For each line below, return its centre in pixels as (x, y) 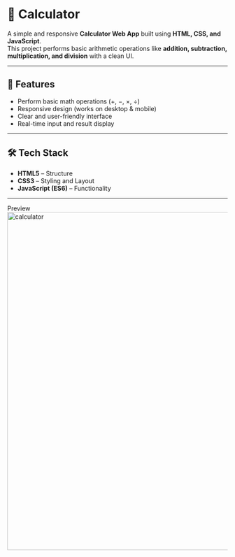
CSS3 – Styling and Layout (56, 180)
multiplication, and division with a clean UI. (71, 56)
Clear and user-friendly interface (65, 116)
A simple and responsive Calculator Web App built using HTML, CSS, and (114, 34)
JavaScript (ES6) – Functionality (64, 188)
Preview (19, 208)
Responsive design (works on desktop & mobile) (87, 108)
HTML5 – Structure (45, 173)
